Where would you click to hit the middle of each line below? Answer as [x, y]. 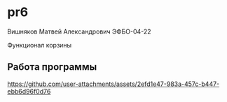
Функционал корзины [40, 45]
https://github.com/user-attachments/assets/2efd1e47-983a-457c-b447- [113, 84]
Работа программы [52, 67]
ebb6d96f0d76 [29, 91]
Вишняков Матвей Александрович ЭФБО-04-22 [80, 31]
